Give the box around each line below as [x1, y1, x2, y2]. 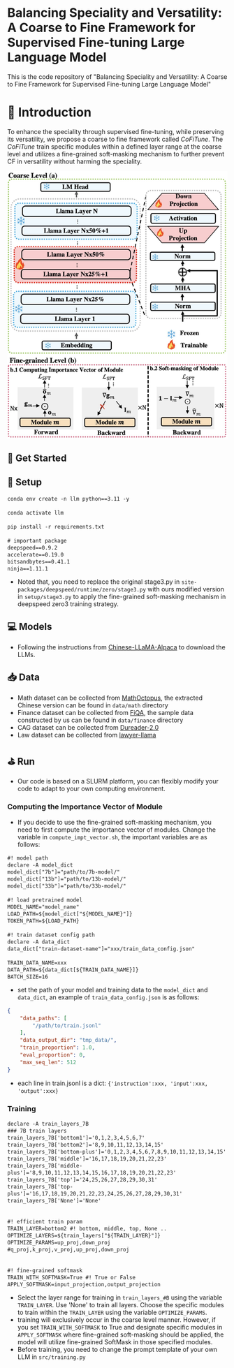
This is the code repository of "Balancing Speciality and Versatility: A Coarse [7, 72, 228, 81]
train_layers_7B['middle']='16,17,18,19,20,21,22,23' [7, 1155, 168, 1162]
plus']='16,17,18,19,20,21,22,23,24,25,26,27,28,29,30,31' [7, 1190, 183, 1197]
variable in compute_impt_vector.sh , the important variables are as [17, 832, 207, 841]
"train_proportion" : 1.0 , [20, 1044, 96, 1052]
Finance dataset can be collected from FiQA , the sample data [17, 708, 194, 716]
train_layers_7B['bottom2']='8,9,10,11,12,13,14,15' [7, 1141, 164, 1148]
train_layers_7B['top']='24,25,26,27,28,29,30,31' [7, 1176, 158, 1183]
